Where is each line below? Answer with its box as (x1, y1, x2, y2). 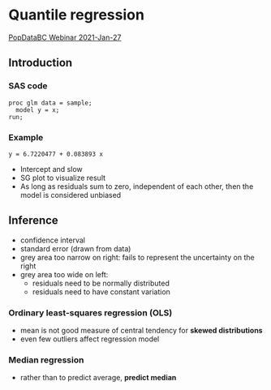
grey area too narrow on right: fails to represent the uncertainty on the (19, 252, 255, 262)
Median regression (8, 354, 84, 366)
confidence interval (19, 235, 85, 245)
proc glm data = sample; (8, 99, 92, 107)
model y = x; (15, 105, 60, 114)
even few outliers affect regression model (19, 334, 160, 344)
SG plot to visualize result (19, 173, 106, 182)
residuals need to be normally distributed (32, 278, 170, 288)
